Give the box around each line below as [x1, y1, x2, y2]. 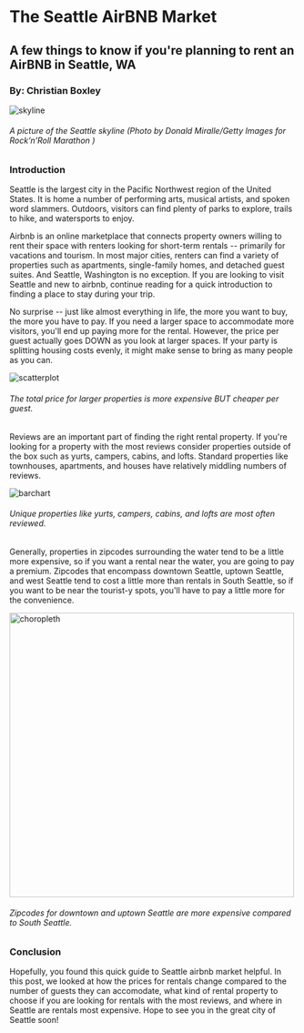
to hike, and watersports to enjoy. [9, 213, 135, 224]
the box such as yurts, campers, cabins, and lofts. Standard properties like [9, 451, 289, 461]
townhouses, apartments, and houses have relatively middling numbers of [9, 460, 287, 471]
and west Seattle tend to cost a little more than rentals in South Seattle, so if [9, 575, 294, 586]
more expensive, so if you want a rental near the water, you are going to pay [9, 555, 295, 566]
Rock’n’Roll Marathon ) [9, 135, 96, 147]
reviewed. [9, 518, 46, 529]
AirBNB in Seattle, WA [9, 56, 137, 72]
